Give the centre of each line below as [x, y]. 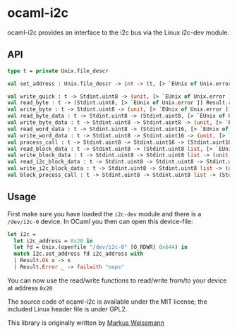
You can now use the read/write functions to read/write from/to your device [117, 280]
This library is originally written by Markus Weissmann [86, 323]
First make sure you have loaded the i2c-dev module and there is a [104, 214]
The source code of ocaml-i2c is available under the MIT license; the [108, 302]
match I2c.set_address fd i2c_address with [78, 254]
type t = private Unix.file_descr [58, 71]
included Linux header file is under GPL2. [67, 309]
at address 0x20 [30, 287]
